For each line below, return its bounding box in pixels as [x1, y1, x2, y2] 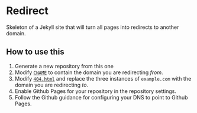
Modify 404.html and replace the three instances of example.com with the [14, 75, 192, 82]
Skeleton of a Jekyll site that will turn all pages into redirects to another [6, 24, 179, 31]
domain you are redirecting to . [14, 81, 89, 88]
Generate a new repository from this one [14, 62, 114, 69]
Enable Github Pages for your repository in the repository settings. [14, 87, 176, 95]
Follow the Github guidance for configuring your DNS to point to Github [14, 94, 188, 101]
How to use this [6, 47, 65, 57]
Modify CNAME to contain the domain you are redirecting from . [14, 69, 164, 76]
